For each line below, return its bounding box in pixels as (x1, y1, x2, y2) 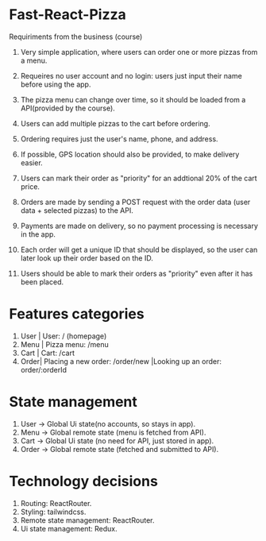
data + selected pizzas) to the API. (20, 205, 133, 215)
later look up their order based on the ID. (20, 253, 153, 263)
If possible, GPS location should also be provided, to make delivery (20, 149, 240, 159)
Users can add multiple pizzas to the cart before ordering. (20, 118, 210, 128)
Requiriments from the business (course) (9, 32, 143, 41)
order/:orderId (20, 365, 67, 374)
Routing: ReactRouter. (20, 498, 92, 508)
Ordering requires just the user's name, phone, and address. (20, 133, 218, 144)
